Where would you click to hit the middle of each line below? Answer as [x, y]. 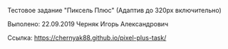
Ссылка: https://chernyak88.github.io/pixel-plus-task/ [87, 38]
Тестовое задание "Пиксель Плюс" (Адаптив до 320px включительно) [115, 10]
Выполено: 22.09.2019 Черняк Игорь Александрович [88, 24]
